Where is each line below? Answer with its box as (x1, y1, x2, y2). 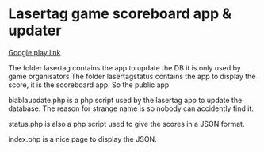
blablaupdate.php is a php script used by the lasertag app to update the (8, 95, 243, 104)
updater (8, 21, 62, 40)
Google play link (8, 47, 61, 57)
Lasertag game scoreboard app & (8, 5, 232, 23)
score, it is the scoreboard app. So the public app (8, 80, 170, 89)
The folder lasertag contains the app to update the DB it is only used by (8, 63, 242, 72)
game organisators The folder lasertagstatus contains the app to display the (8, 71, 256, 81)
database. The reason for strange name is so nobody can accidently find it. (8, 104, 254, 113)
